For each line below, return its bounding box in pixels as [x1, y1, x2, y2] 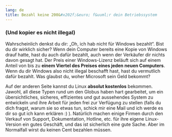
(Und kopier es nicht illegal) [5, 29, 75, 36]
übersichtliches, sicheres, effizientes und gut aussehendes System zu [5, 94, 154, 100]
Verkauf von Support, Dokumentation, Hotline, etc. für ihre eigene [5, 116, 145, 122]
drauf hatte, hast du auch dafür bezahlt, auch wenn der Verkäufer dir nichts [5, 52, 165, 58]
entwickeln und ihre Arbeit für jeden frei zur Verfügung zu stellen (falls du [5, 99, 161, 105]
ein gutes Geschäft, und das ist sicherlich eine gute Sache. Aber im [22, 121, 165, 127]
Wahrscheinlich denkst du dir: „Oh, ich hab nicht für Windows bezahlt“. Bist [5, 40, 164, 47]
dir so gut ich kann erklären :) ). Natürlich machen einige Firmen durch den [5, 110, 163, 117]
